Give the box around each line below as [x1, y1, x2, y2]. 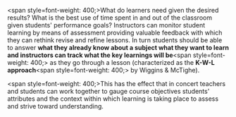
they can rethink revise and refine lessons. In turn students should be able [7, 36, 223, 44]
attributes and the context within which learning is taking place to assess [7, 94, 219, 103]
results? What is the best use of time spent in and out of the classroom [7, 13, 213, 22]
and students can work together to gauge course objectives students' [7, 87, 210, 95]
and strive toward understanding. [7, 102, 104, 110]
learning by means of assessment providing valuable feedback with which [7, 28, 223, 37]
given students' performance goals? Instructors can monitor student [7, 21, 206, 29]
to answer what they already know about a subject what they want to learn [7, 44, 230, 51]
